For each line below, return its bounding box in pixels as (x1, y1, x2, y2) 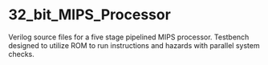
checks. (8, 49, 35, 59)
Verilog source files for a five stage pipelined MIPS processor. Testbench (8, 32, 250, 42)
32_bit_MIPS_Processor (8, 6, 171, 24)
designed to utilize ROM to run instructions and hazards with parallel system (8, 40, 260, 50)
